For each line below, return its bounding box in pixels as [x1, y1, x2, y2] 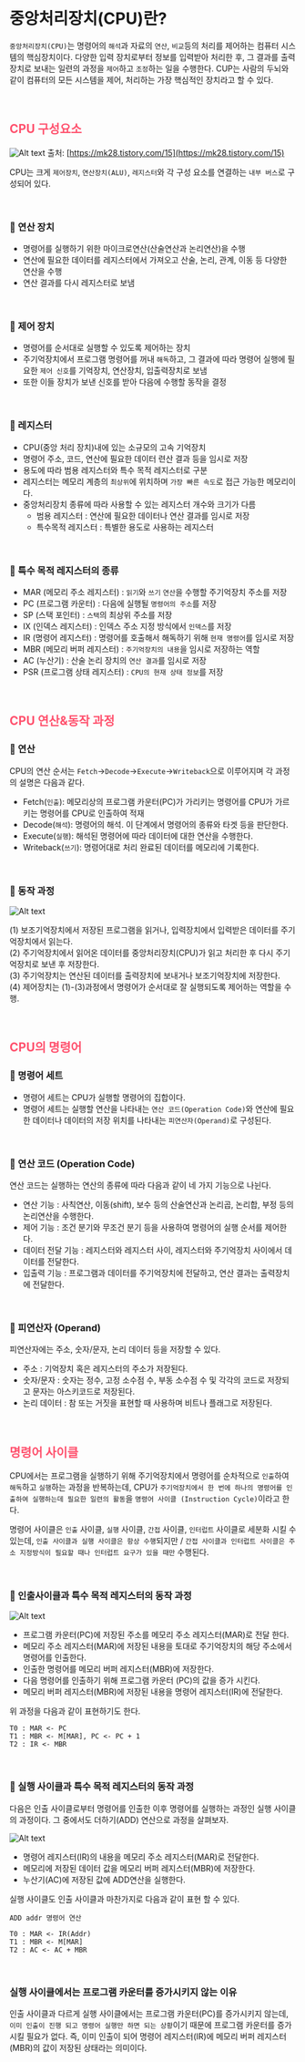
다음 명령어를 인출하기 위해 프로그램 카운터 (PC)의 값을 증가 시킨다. [22, 1675, 261, 1686]
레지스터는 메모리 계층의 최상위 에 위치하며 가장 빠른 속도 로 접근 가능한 [22, 476, 265, 487]
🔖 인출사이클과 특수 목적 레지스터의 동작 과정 [9, 1589, 192, 1602]
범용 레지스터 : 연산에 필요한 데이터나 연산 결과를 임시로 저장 [36, 510, 250, 521]
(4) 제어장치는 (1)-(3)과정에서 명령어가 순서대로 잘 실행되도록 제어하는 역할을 [9, 981, 282, 992]
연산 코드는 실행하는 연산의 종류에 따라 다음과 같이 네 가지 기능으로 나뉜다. [9, 1180, 271, 1191]
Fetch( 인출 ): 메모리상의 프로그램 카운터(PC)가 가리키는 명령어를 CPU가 [22, 796, 273, 807]
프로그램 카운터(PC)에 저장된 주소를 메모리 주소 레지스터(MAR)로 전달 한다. [22, 1629, 290, 1641]
